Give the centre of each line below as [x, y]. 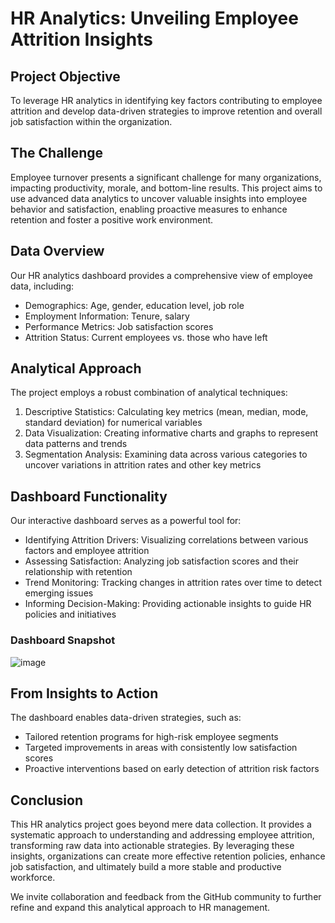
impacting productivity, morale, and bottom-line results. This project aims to [166, 188]
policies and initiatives [70, 614]
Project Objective [65, 76]
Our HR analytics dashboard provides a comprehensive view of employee [161, 275]
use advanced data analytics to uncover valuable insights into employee [159, 198]
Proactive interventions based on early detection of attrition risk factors [172, 769]
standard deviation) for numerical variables [113, 423]
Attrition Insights [81, 39]
